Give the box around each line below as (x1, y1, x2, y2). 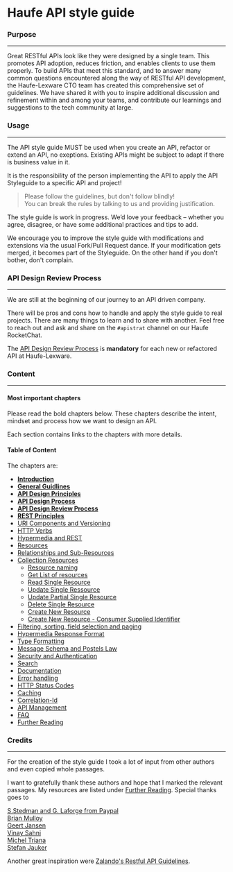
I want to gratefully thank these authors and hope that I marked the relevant (7, 778, 223, 787)
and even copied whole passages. (7, 765, 105, 773)
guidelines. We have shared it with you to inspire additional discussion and (7, 89, 220, 97)
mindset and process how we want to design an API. (7, 416, 157, 425)
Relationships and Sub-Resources (17, 548, 114, 556)
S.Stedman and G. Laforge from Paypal (7, 807, 119, 815)
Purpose (7, 30, 37, 40)
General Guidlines (17, 482, 71, 490)
